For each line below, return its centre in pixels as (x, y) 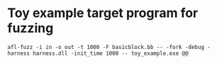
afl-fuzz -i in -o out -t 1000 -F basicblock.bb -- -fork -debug (106, 47)
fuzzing (30, 28)
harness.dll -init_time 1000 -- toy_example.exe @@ (111, 53)
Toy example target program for (103, 13)
